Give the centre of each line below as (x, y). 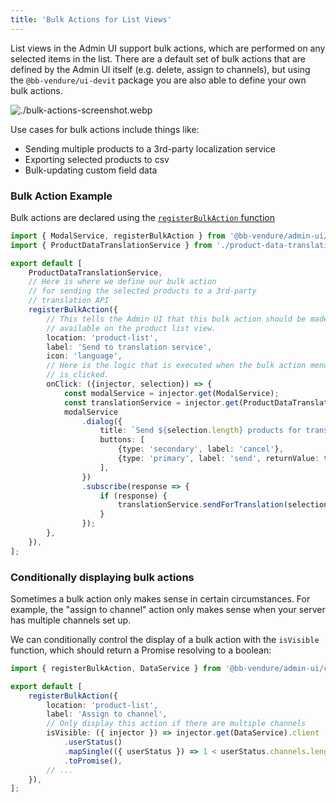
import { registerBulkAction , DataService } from (116, 668)
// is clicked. (78, 375)
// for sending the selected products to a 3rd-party (142, 291)
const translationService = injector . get (151, 402)
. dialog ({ (102, 421)
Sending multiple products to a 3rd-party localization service (150, 148)
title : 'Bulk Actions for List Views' (91, 19)
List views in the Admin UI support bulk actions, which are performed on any (168, 48)
